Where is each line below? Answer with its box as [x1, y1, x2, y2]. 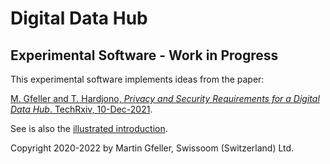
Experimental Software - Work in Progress [10, 47, 279, 64]
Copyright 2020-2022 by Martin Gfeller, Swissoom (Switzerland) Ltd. [10, 142, 295, 154]
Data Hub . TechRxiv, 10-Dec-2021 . [10, 103, 153, 115]
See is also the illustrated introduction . [10, 123, 168, 134]
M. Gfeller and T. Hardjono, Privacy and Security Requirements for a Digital [10, 93, 320, 104]
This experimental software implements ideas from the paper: [10, 73, 265, 85]
